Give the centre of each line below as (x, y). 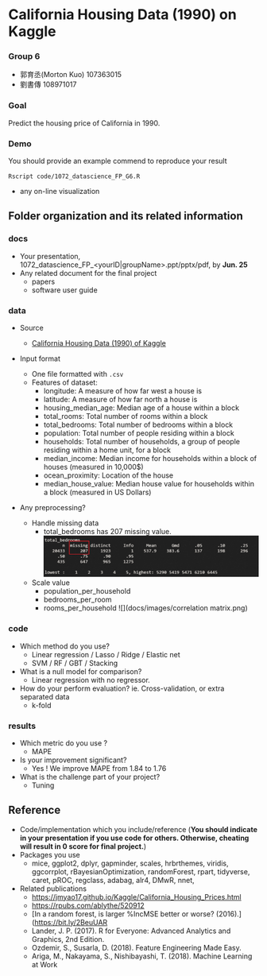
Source (31, 328)
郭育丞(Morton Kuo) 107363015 (70, 75)
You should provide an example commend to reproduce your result (118, 161)
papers (43, 281)
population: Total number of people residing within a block (139, 433)
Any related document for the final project (88, 273)
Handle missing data (65, 523)
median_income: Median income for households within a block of (150, 459)
